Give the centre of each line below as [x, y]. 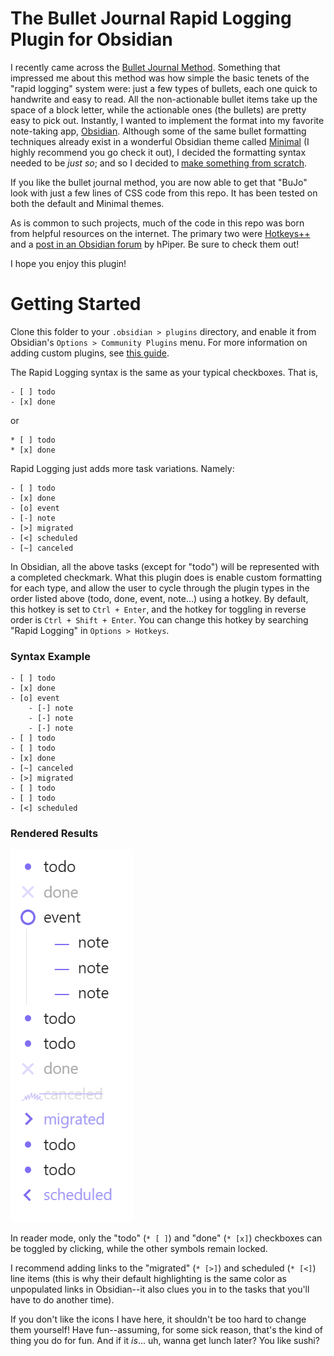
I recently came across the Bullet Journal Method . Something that [145, 67]
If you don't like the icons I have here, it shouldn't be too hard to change [158, 1319]
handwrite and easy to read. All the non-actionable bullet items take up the [164, 99]
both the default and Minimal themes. [87, 203]
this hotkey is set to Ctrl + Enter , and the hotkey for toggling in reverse [158, 609]
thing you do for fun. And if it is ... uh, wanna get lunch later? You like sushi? [165, 1341]
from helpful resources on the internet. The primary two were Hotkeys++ [160, 233]
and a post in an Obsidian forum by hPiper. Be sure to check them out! [155, 244]
